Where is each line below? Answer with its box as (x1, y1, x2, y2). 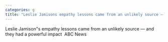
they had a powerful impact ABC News (5, 31, 87, 37)
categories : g (5, 7, 35, 12)
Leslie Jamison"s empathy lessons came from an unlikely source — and (5, 25, 154, 31)
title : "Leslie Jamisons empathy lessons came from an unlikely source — (5, 12, 163, 17)
